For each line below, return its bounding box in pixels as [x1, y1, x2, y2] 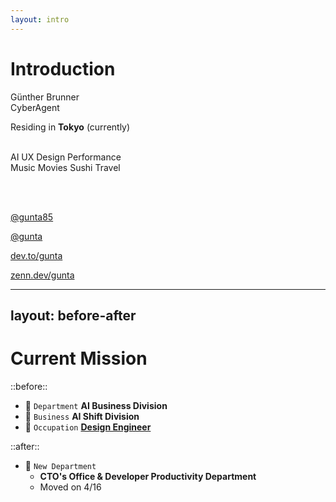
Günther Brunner [10, 91, 80, 103]
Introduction [10, 57, 116, 80]
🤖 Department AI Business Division [24, 399, 168, 411]
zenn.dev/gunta [10, 269, 75, 281]
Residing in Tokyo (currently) [10, 121, 131, 133]
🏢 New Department [24, 459, 97, 471]
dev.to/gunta [10, 249, 63, 261]
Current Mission [10, 347, 148, 370]
